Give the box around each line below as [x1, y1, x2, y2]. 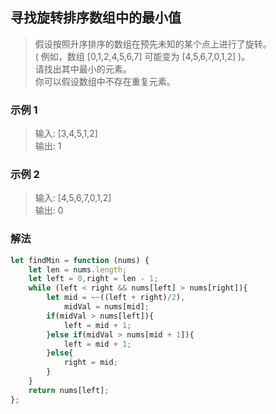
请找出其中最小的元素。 [34, 63, 132, 75]
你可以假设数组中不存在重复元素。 [34, 75, 176, 87]
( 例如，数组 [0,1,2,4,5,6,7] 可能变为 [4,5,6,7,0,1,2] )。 [34, 50, 251, 62]
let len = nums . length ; [28, 264, 128, 275]
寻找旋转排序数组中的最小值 [10, 9, 182, 27]
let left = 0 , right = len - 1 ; [28, 274, 159, 284]
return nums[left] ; [28, 385, 110, 395]
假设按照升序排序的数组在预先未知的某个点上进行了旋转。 [34, 38, 272, 50]
